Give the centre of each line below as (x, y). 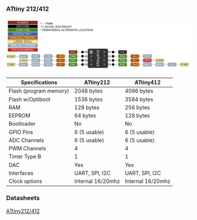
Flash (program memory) (39, 91)
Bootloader (22, 124)
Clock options (25, 181)
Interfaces (21, 173)
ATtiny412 (148, 83)
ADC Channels (26, 140)
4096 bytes (139, 91)
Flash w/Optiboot (29, 99)
